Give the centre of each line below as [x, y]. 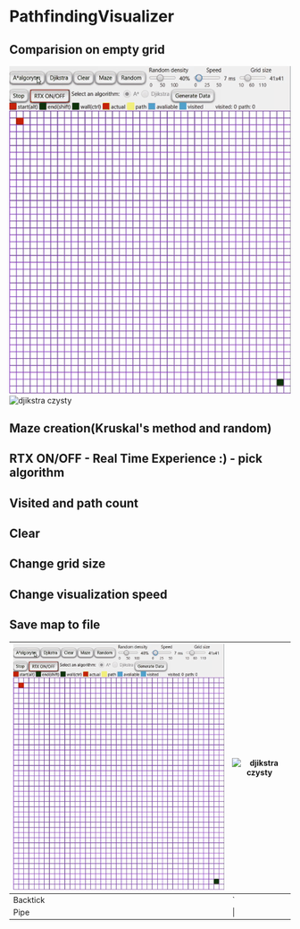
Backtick [29, 900]
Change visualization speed [88, 594]
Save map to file [55, 625]
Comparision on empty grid [87, 50]
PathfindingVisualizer [92, 17]
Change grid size [58, 564]
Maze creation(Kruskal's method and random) [141, 428]
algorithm [37, 473]
